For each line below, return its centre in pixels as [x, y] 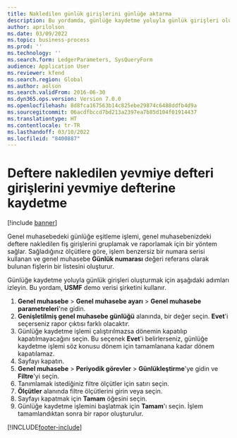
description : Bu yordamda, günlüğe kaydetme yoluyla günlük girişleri [113, 20]
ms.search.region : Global [45, 79]
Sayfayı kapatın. [41, 361]
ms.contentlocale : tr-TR [44, 125]
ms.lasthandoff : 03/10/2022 [49, 132]
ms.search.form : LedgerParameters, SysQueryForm [80, 60]
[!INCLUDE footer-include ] [45, 427]
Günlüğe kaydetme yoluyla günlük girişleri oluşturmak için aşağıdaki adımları [118, 280]
